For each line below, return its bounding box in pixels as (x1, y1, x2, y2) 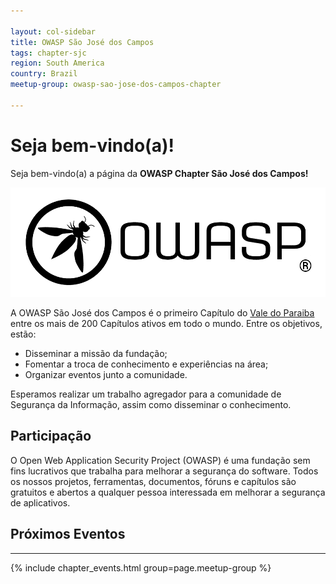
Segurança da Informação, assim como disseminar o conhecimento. (10, 399, 292, 411)
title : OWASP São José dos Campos (10, 37, 155, 47)
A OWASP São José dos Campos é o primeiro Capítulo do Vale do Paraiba (10, 307, 315, 319)
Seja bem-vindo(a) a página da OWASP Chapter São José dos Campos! (10, 167, 309, 179)
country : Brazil (10, 69, 78, 79)
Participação (10, 428, 92, 445)
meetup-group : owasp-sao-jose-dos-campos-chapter (10, 80, 222, 90)
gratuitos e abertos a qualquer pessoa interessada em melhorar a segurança (10, 486, 326, 498)
